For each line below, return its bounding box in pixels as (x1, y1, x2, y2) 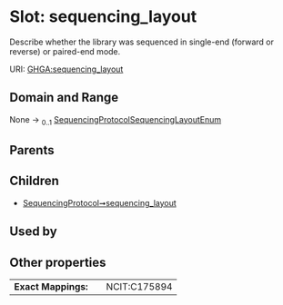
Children (9, 173, 59, 189)
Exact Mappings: (14, 280, 88, 292)
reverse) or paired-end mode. (9, 45, 121, 56)
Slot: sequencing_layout (9, 6, 197, 27)
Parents (9, 143, 55, 158)
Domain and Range (9, 90, 119, 105)
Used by (9, 224, 57, 240)
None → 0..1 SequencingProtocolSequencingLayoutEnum (9, 113, 222, 127)
